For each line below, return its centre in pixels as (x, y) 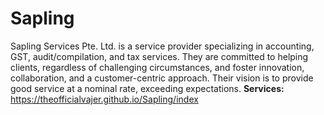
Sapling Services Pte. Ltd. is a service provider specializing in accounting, (162, 46)
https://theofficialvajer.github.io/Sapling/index (104, 99)
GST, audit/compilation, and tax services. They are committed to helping (159, 56)
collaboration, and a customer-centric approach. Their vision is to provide (162, 78)
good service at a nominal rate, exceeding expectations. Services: (147, 88)
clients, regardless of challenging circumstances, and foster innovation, (157, 67)
